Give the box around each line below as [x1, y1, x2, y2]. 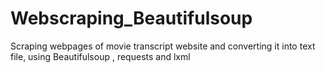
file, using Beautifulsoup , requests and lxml [10, 50, 191, 62]
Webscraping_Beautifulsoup [10, 7, 253, 30]
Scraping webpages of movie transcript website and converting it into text [10, 40, 316, 52]
